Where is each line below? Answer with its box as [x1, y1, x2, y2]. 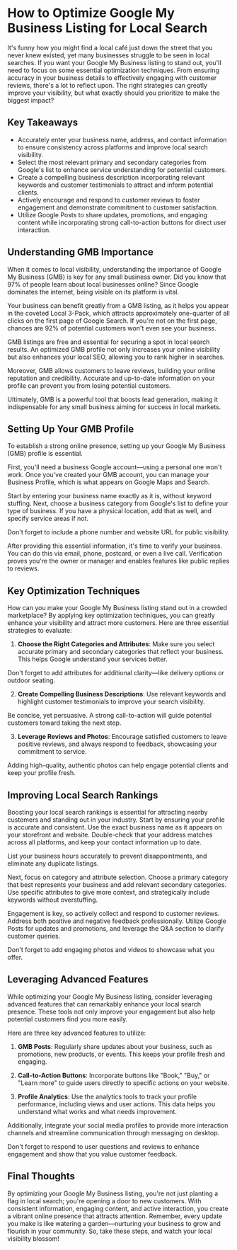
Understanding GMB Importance [7, 246, 154, 258]
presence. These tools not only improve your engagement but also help [7, 1007, 216, 1016]
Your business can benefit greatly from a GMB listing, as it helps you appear [7, 301, 229, 309]
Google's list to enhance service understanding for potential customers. [17, 165, 227, 174]
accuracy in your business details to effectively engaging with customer [7, 73, 217, 82]
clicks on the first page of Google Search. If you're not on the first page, [7, 316, 217, 325]
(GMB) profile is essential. [7, 449, 83, 458]
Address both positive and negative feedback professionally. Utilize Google [7, 917, 226, 925]
